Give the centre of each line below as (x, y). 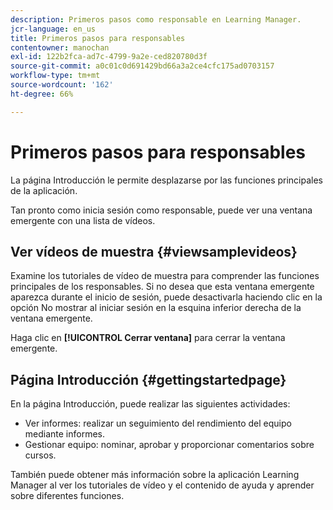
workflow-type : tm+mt (55, 76)
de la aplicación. (44, 190)
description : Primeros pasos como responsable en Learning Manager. (156, 19)
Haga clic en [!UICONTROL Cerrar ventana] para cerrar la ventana (148, 338)
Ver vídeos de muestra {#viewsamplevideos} (154, 251)
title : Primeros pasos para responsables (98, 38)
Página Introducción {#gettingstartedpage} (148, 379)
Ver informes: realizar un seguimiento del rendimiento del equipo (158, 423)
